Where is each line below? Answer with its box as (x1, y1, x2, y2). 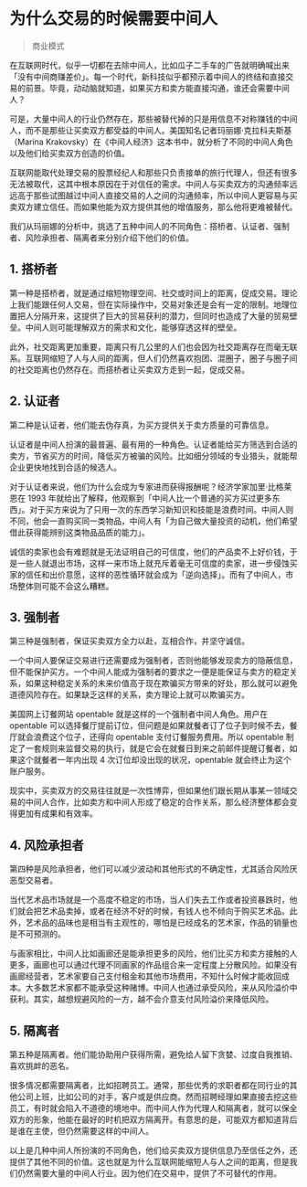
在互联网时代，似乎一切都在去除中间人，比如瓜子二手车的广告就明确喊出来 (9, 59, 290, 70)
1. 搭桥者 (9, 261, 58, 277)
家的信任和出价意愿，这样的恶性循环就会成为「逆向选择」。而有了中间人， (9, 568, 286, 580)
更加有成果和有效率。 (16, 808, 98, 819)
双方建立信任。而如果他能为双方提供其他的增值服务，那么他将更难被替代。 (16, 201, 298, 212)
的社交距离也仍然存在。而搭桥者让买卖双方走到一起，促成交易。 (9, 364, 249, 375)
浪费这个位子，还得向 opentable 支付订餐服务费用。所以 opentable (33, 732, 284, 743)
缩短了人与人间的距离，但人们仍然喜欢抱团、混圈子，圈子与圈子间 (48, 353, 298, 364)
